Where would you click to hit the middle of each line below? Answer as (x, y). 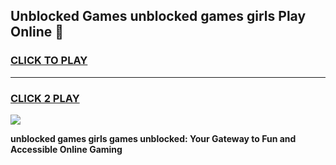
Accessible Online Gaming (66, 149)
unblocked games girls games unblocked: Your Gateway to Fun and (153, 138)
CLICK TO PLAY (49, 61)
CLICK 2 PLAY (45, 98)
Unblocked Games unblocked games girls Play (158, 16)
